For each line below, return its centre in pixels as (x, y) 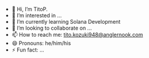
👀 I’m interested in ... (37, 15)
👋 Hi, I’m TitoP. (30, 9)
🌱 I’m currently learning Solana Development (66, 22)
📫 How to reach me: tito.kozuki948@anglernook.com (77, 35)
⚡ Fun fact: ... (28, 50)
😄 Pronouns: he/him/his (41, 43)
